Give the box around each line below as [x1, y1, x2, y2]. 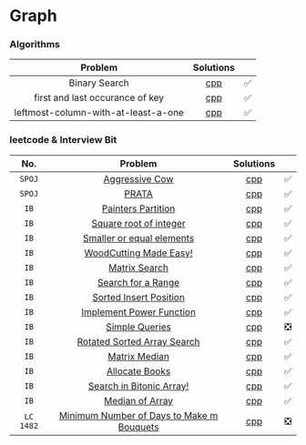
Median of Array [103, 394, 174, 407]
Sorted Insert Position [92, 290, 185, 303]
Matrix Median [107, 349, 170, 362]
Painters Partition [101, 202, 176, 215]
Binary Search [68, 76, 129, 89]
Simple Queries [106, 320, 171, 333]
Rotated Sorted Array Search [76, 335, 200, 348]
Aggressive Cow [103, 172, 174, 185]
